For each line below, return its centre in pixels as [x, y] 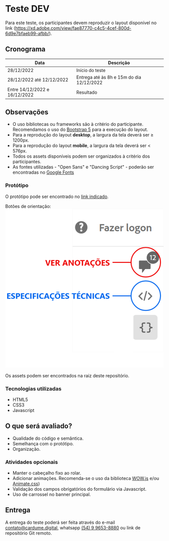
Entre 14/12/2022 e [28, 89]
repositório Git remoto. [28, 533]
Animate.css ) [26, 484]
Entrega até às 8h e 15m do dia [109, 77]
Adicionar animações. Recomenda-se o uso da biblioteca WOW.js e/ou [86, 479]
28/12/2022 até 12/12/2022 [38, 80]
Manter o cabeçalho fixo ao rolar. [47, 473]
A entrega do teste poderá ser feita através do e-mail [60, 522]
